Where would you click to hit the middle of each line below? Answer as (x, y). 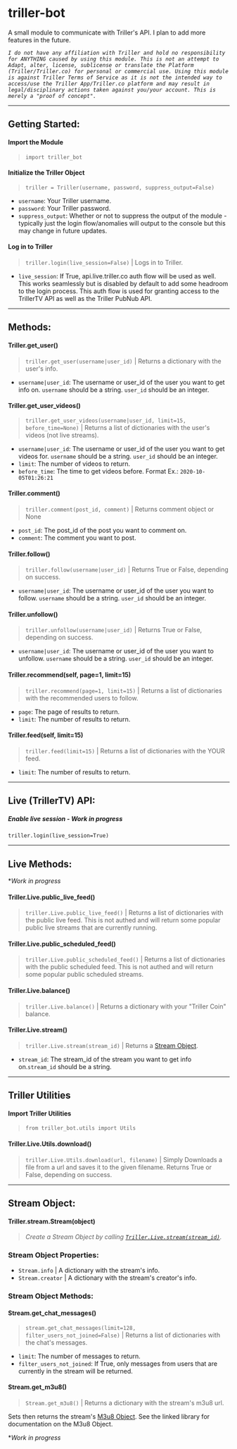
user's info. (41, 369)
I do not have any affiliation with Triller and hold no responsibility (117, 53)
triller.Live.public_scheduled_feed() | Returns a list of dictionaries (125, 959)
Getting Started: (44, 124)
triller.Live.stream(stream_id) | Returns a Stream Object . (112, 1045)
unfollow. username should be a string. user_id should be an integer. (116, 659)
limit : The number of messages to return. (79, 1356)
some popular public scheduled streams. (84, 975)
